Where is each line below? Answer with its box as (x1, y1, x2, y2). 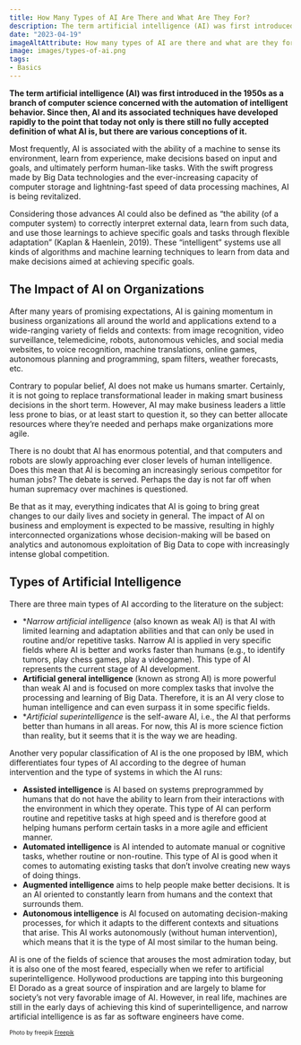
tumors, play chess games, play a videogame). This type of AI (21, 654, 251, 665)
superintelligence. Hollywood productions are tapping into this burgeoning (9, 972, 284, 983)
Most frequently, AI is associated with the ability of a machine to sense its (9, 143, 281, 153)
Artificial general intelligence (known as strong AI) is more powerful (21, 673, 277, 684)
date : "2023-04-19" (9, 30, 82, 39)
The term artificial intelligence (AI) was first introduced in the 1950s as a (9, 87, 284, 99)
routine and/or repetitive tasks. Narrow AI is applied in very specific (21, 634, 271, 646)
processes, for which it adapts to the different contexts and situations (21, 917, 279, 928)
